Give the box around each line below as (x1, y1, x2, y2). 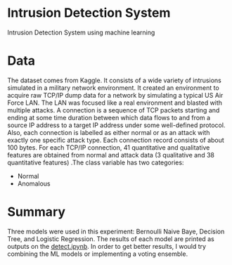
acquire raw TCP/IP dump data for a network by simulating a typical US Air (7, 91, 224, 99)
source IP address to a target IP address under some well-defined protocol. (7, 121, 226, 129)
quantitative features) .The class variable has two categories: (7, 158, 184, 167)
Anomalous (17, 179, 51, 188)
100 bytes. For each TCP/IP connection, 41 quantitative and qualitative (7, 143, 210, 152)
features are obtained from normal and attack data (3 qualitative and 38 (7, 150, 214, 159)
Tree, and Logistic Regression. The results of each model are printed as (7, 234, 214, 243)
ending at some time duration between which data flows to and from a (7, 113, 211, 122)
